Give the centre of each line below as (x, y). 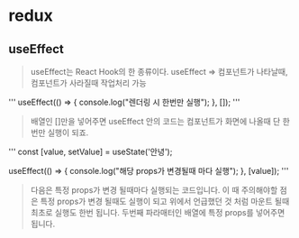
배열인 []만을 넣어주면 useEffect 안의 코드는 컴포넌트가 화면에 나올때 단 (155, 121)
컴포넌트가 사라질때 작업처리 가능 (88, 83)
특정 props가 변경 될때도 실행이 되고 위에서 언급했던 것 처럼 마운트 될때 (165, 201)
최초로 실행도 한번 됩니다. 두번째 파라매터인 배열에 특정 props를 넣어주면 (158, 212)
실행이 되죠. (68, 133)
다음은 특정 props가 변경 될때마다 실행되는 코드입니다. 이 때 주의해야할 (154, 190)
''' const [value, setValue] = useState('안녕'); (91, 151)
